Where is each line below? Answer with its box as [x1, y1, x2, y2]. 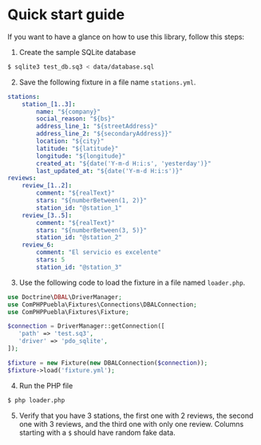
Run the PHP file [18, 380, 73, 390]
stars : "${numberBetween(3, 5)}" [36, 226, 148, 234]
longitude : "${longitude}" [36, 152, 126, 160]
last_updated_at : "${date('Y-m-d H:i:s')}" [36, 167, 183, 175]
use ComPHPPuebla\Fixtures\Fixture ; [7, 308, 129, 316]
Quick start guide [7, 6, 125, 24]
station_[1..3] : [22, 100, 77, 108]
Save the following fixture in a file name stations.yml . [18, 77, 196, 87]
